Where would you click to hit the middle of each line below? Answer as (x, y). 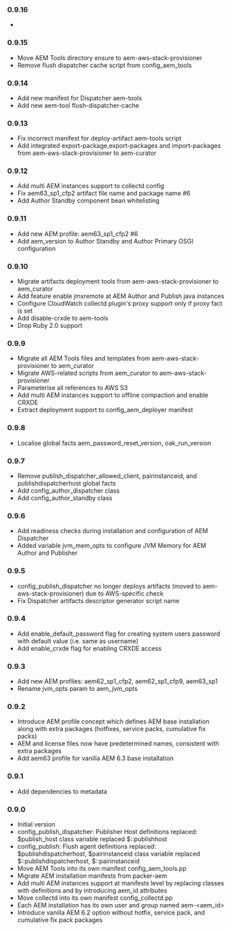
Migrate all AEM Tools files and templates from (84, 358)
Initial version (36, 824)
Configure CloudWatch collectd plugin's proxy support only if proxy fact (120, 304)
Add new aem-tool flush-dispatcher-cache (78, 105)
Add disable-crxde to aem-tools (63, 318)
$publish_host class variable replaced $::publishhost (92, 839)
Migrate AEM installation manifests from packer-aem (92, 876)
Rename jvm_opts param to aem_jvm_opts (77, 689)
